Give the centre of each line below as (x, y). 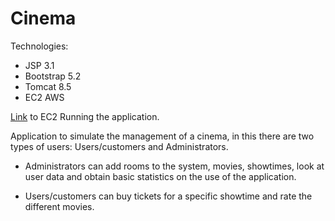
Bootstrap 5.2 (53, 76)
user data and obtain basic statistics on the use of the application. (160, 176)
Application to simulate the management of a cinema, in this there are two (162, 136)
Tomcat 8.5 (48, 86)
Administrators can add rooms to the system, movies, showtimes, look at (174, 166)
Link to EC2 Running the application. (85, 116)
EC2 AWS (44, 97)
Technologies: (39, 46)
